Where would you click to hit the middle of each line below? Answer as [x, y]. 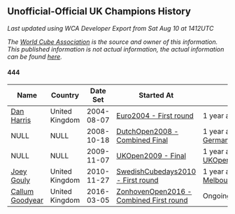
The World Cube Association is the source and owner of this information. [113, 42]
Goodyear [27, 200]
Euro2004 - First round [155, 116]
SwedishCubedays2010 [156, 171]
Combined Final [142, 140]
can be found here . [35, 56]
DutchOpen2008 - [148, 132]
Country [65, 95]
